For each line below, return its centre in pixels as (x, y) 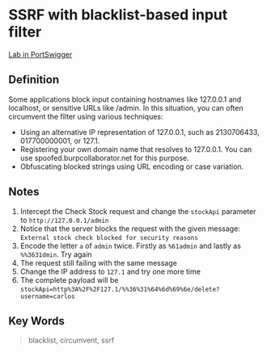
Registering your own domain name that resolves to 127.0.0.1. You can (136, 149)
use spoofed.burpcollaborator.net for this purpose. (104, 158)
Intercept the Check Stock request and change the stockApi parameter (138, 211)
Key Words (36, 321)
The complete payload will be (69, 279)
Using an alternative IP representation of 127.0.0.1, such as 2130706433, (140, 132)
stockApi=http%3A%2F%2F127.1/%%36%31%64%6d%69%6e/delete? (120, 289)
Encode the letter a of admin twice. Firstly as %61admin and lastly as (130, 246)
